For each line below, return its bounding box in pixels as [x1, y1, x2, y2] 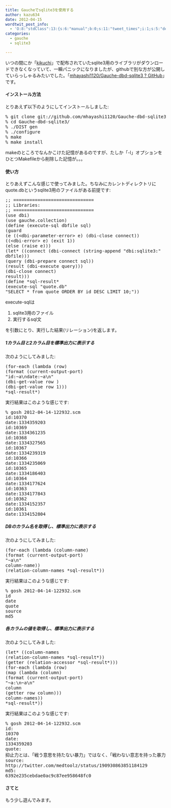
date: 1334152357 [5, 501, 46, 507]
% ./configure [5, 129, 41, 135]
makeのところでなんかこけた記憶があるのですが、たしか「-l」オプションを [5, 149, 163, 155]
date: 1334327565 [5, 440, 46, 446]
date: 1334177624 [5, 481, 46, 487]
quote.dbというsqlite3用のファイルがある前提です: [5, 187, 111, 193]
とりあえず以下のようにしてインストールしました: [5, 103, 109, 109]
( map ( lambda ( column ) [5, 670, 62, 676]
